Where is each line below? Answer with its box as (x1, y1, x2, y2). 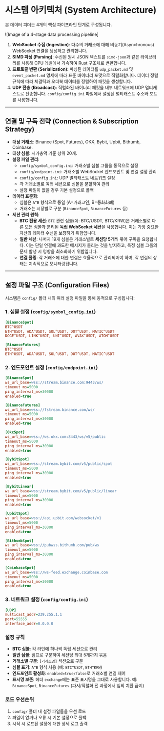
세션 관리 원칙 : (12, 212, 40, 217)
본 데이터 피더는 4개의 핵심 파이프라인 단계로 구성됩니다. (5, 22, 112, 27)
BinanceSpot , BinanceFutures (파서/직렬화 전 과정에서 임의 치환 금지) (12, 683, 144, 689)
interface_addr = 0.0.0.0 (5, 622, 54, 626)
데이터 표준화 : (12, 193, 39, 199)
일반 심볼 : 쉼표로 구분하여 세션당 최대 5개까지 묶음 (12, 652, 107, 658)
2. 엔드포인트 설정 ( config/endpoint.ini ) (5, 364, 98, 371)
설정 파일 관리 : (12, 156, 40, 162)
